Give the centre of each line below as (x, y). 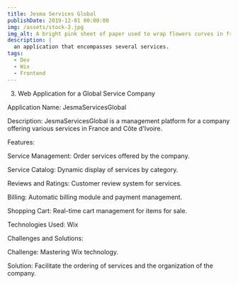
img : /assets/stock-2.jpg (45, 27)
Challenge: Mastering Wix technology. (63, 251)
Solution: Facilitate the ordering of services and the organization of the (110, 266)
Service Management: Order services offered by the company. (98, 156)
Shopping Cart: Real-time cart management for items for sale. (97, 210)
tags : (15, 54)
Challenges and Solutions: (45, 238)
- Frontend (30, 73)
